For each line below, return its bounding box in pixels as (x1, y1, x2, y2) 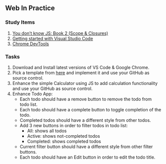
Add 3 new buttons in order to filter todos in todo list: (19, 122, 128, 128)
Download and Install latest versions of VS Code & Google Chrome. (12, 64, 150, 70)
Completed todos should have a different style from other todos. (19, 117, 151, 123)
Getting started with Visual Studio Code (12, 35, 93, 41)
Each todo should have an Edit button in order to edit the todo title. (19, 154, 156, 160)
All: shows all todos (27, 128, 67, 134)
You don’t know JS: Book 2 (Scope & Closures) (12, 30, 109, 36)
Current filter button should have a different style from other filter (19, 144, 153, 150)
